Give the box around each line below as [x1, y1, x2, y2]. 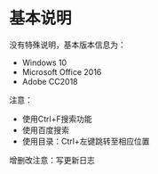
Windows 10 [21, 57, 67, 68]
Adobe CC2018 [21, 76, 78, 87]
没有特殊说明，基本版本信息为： [9, 39, 126, 50]
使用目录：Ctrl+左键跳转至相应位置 [21, 136, 150, 146]
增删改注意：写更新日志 [9, 154, 95, 165]
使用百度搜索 [21, 124, 69, 135]
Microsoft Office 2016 [21, 66, 102, 77]
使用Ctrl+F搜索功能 [21, 113, 93, 124]
